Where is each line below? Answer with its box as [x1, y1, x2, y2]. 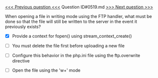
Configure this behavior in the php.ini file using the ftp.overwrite [12, 53, 140, 59]
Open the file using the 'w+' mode [12, 67, 81, 73]
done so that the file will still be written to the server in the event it [5, 19, 137, 24]
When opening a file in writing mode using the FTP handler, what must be [5, 14, 152, 19]
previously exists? [5, 24, 41, 30]
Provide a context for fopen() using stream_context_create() [12, 33, 132, 39]
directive [12, 58, 30, 64]
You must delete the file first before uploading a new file [12, 43, 125, 49]
